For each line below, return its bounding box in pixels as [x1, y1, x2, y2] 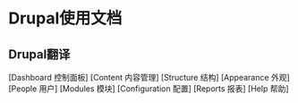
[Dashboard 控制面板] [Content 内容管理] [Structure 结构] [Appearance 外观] [8, 73, 290, 82]
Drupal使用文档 [8, 8, 123, 29]
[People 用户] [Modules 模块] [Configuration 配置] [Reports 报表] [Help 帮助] [8, 83, 289, 94]
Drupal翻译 [8, 47, 71, 62]
